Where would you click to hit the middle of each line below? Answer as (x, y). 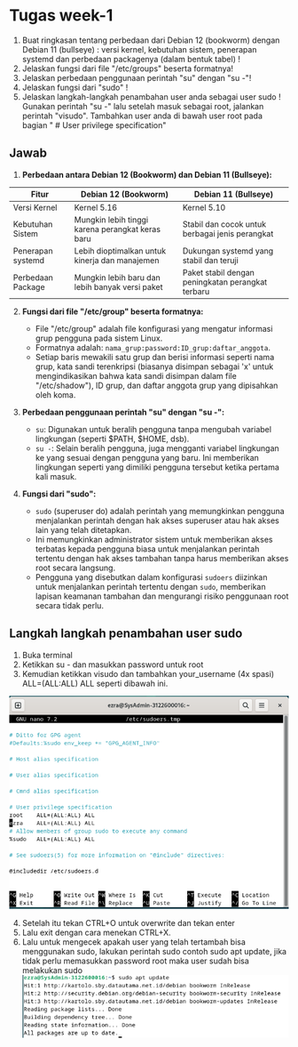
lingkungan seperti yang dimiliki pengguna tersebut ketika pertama (157, 467)
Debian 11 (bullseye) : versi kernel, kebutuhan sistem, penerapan (139, 49)
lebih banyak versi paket (118, 286)
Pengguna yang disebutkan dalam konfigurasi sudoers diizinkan (151, 577)
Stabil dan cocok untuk (224, 224)
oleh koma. (55, 395)
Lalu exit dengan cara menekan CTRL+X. (96, 932)
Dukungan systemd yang (228, 251)
